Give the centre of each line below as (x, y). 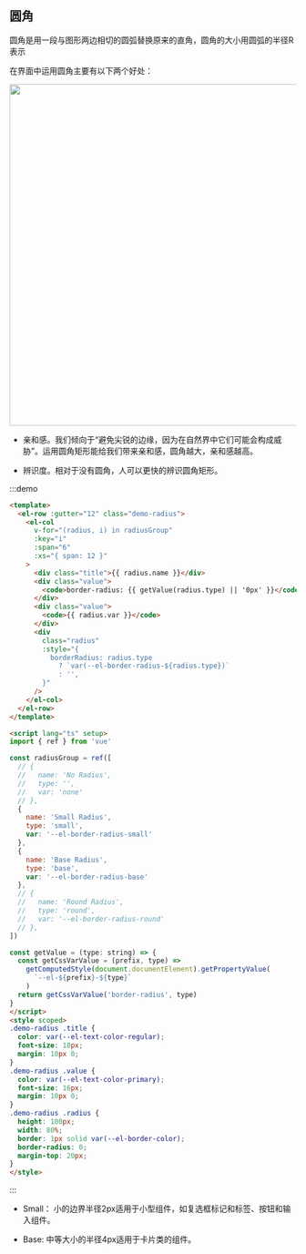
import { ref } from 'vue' (61, 742)
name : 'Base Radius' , (66, 860)
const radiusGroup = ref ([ (61, 759)
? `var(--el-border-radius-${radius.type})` (144, 666)
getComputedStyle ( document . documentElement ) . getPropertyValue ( (148, 969)
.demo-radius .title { (52, 1029)
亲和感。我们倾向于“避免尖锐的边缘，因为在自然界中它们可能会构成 (148, 439)
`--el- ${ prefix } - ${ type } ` (82, 978)
